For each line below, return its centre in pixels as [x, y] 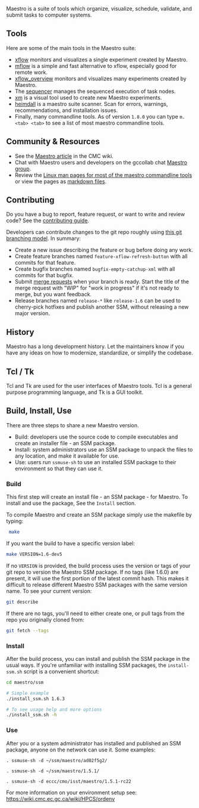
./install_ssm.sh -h [32, 715]
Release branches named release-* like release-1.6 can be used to [98, 301]
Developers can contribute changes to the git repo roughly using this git [94, 232]
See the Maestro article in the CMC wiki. [64, 156]
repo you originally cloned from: [45, 620]
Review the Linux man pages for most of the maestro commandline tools [103, 175]
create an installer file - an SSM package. [65, 443]
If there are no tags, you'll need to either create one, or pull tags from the [95, 613]
